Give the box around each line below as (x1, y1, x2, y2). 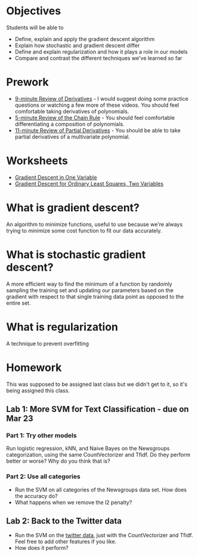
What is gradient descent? (6, 201, 140, 214)
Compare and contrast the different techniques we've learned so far (14, 54, 182, 61)
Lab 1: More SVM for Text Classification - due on (6, 404, 189, 414)
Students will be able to (6, 24, 64, 31)
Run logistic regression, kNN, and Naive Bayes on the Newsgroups (6, 445, 170, 452)
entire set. (6, 299, 31, 307)
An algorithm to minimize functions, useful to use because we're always (6, 221, 183, 228)
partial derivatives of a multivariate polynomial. (14, 133, 130, 140)
